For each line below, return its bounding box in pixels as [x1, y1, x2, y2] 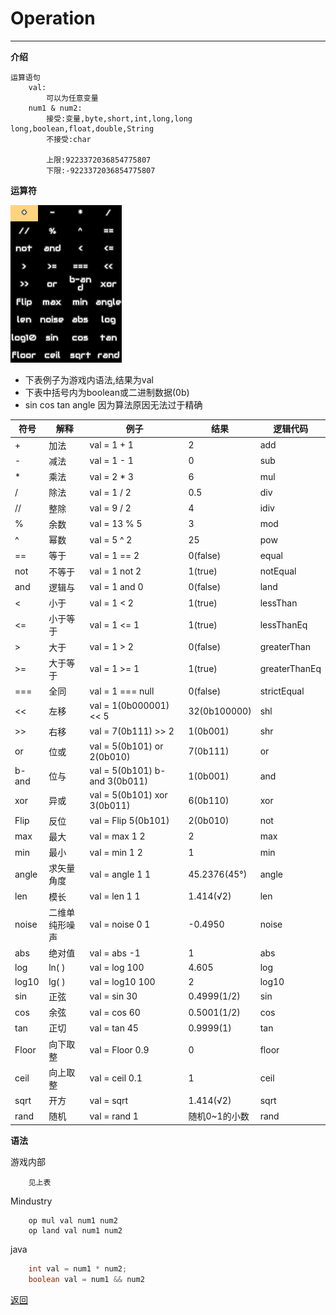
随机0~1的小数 [188, 1110, 250, 1122]
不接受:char [46, 134, 92, 144]
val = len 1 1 [89, 890, 141, 902]
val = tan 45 [89, 1022, 139, 1034]
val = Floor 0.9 [89, 1044, 150, 1056]
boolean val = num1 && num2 [28, 1274, 145, 1284]
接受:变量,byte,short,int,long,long [46, 113, 193, 124]
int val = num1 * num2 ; [28, 1263, 128, 1274]
